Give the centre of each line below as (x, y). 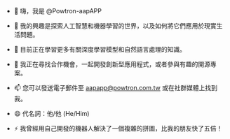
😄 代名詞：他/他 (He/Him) (52, 114)
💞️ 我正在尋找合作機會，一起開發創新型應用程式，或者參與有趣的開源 (112, 64)
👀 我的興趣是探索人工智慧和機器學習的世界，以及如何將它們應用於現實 (115, 26)
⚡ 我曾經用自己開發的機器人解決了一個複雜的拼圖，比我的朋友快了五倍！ (118, 128)
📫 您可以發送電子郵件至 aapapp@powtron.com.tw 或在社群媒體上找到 (116, 88)
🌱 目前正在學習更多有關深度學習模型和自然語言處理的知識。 (100, 49)
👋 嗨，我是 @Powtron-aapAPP (57, 11)
